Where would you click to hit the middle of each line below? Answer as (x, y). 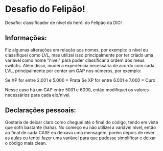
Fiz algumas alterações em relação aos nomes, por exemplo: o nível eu (77, 50)
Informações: (26, 38)
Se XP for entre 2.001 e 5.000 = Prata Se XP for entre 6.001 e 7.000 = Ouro (80, 80)
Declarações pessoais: (41, 111)
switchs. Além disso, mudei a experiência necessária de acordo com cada (80, 65)
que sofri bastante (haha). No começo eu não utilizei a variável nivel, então (81, 127)
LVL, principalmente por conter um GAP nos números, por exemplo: (73, 71)
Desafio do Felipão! (45, 9)
